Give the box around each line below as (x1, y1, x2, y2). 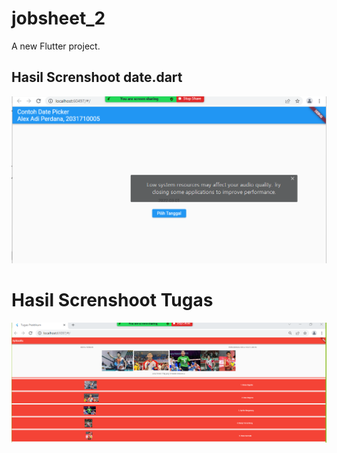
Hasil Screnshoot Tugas (11, 289, 214, 312)
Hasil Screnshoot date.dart (11, 69, 183, 86)
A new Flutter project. (11, 40, 101, 52)
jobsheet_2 (11, 7, 106, 30)
